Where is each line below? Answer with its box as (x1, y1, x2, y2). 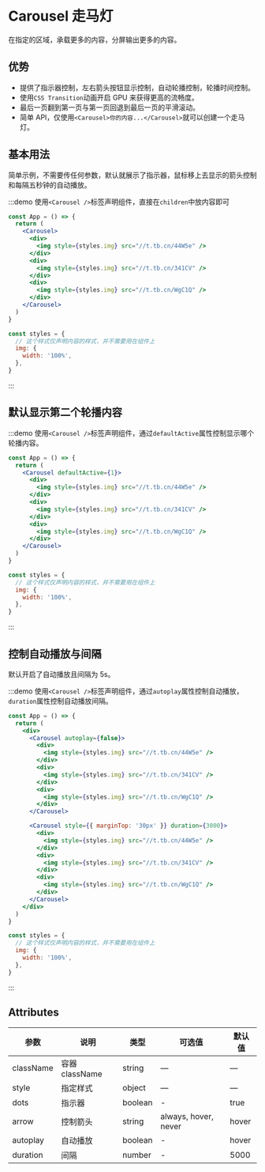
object (121, 1082, 146, 1093)
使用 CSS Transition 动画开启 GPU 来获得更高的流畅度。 (19, 93, 199, 102)
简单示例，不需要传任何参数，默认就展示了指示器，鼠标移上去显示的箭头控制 (8, 170, 257, 180)
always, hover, (160, 1110, 215, 1121)
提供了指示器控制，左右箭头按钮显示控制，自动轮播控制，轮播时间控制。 (19, 82, 255, 92)
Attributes (8, 1006, 59, 1019)
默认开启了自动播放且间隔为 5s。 (8, 669, 115, 679)
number (121, 1149, 151, 1160)
